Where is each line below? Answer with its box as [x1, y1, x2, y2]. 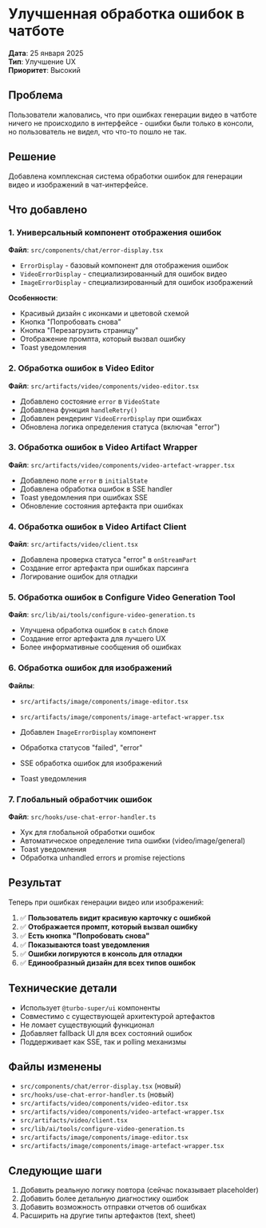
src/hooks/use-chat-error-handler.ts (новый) [19, 1090, 174, 1099]
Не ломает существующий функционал [19, 1020, 155, 1029]
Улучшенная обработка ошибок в [8, 5, 245, 23]
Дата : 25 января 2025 [8, 48, 84, 58]
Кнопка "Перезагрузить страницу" [19, 326, 139, 335]
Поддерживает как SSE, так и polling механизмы [19, 1037, 187, 1046]
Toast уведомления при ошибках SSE [19, 492, 148, 502]
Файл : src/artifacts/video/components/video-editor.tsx [8, 381, 200, 391]
